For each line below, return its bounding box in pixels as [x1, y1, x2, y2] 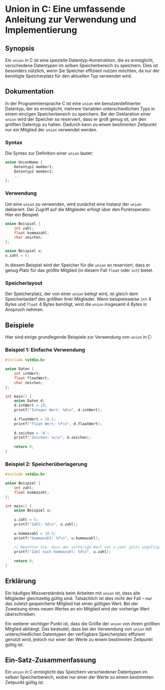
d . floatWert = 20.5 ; [14, 417, 56, 422]
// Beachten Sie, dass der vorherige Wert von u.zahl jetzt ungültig [14, 545, 160, 550]
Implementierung [5, 25, 77, 36]
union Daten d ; [14, 398, 45, 403]
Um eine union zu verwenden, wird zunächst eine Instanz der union [5, 201, 142, 207]
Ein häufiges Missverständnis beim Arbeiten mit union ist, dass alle [5, 590, 140, 596]
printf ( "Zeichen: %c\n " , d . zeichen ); [14, 435, 92, 440]
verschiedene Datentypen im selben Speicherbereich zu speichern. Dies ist [5, 63, 158, 68]
